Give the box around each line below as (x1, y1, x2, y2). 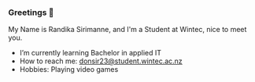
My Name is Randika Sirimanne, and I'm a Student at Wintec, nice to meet (8, 25, 247, 34)
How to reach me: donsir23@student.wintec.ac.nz (19, 56, 183, 66)
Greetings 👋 (8, 7, 54, 18)
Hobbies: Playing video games (19, 65, 119, 74)
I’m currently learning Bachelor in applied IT (19, 48, 162, 58)
